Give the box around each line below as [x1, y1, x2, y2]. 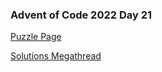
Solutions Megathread [10, 50, 102, 62]
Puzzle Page [10, 31, 62, 43]
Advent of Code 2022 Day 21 [10, 8, 153, 22]
